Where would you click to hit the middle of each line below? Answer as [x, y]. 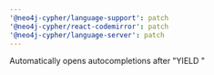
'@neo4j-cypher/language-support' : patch [89, 18]
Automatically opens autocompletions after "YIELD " [107, 61]
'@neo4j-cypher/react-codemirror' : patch [89, 27]
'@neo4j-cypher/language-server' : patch [87, 35]
